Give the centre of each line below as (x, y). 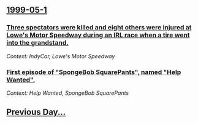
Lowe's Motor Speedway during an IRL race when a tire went (98, 35)
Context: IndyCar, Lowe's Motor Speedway (61, 56)
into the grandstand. (37, 43)
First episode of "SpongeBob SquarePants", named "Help (94, 72)
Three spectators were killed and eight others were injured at (99, 28)
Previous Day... (36, 112)
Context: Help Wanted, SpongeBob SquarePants (68, 93)
